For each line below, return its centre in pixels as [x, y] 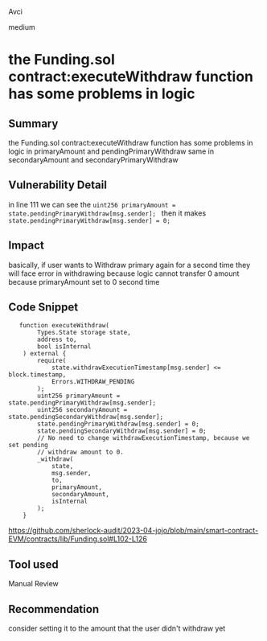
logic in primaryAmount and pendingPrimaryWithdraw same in [111, 151]
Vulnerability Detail [58, 185]
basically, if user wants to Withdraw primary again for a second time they [129, 265]
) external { [45, 354]
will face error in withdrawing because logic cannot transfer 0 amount [124, 273]
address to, [58, 340]
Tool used [33, 564]
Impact [26, 246]
